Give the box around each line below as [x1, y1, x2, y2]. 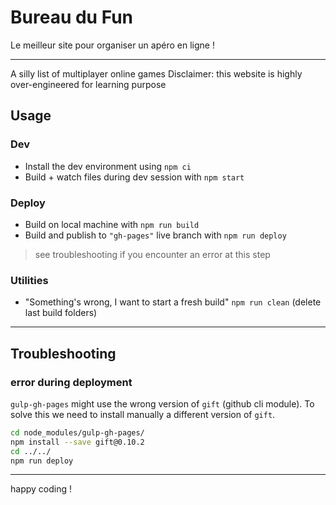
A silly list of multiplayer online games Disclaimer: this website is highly [10, 67, 303, 80]
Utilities [10, 273, 49, 287]
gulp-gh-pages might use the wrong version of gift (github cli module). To [10, 397, 315, 410]
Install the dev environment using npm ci [24, 160, 192, 172]
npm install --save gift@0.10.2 [10, 437, 145, 447]
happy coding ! [10, 483, 72, 495]
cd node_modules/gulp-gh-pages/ [10, 427, 145, 438]
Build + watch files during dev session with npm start [24, 171, 245, 183]
